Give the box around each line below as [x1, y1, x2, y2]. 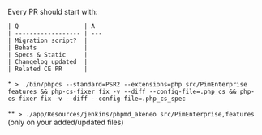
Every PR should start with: [7, 7, 98, 16]
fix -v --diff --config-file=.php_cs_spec [40, 95, 186, 103]
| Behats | [7, 44, 88, 52]
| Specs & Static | [7, 51, 88, 59]
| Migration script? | [7, 36, 88, 44]
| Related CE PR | [7, 65, 88, 73]
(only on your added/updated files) [7, 117, 124, 127]
